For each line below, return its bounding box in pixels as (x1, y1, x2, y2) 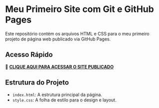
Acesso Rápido (5, 50, 53, 59)
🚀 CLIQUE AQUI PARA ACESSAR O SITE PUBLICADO (5, 63, 114, 69)
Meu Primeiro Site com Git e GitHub (5, 3, 155, 15)
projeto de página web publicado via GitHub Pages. (5, 36, 111, 42)
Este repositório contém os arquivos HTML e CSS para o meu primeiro (5, 30, 150, 36)
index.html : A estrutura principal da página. (12, 91, 102, 97)
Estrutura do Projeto (5, 78, 69, 87)
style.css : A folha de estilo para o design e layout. (12, 96, 117, 103)
